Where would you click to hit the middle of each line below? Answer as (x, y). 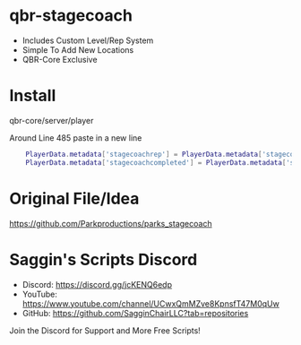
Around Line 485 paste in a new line (76, 138)
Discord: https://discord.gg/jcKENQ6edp (97, 284)
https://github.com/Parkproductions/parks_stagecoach (111, 223)
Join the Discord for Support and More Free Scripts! (105, 330)
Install (33, 96)
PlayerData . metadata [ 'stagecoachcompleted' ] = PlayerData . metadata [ (156, 162)
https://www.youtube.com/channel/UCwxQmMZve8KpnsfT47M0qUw (150, 303)
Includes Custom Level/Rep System (88, 40)
